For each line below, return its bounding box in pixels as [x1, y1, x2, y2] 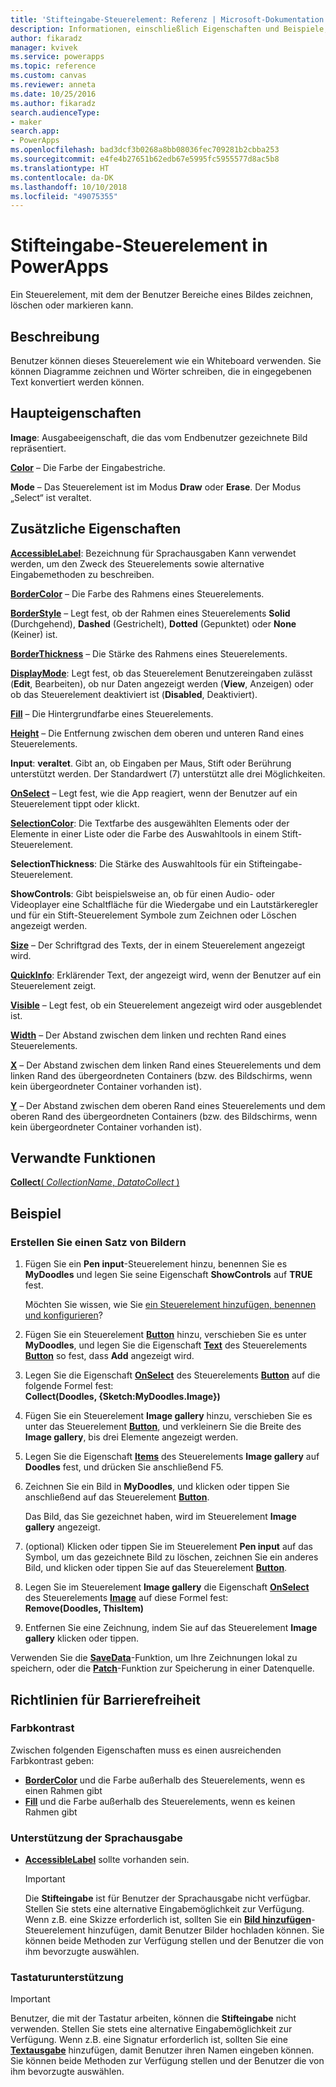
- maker [10, 117, 43, 127]
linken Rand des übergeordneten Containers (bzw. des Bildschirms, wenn [10, 1069, 313, 1081]
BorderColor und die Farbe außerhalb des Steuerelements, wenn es [24, 1774, 306, 1786]
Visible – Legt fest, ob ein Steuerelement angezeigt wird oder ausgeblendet [10, 999, 323, 1011]
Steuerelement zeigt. [10, 979, 97, 991]
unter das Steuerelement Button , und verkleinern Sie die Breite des [24, 1421, 302, 1433]
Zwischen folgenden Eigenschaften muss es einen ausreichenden [10, 1744, 282, 1756]
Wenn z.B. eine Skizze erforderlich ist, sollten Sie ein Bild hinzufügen [24, 1914, 312, 1926]
